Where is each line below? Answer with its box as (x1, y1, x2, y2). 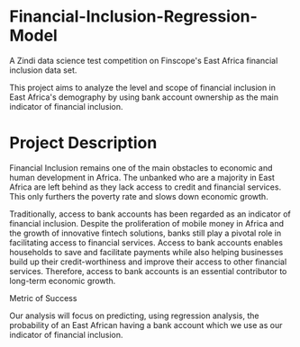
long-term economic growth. (9, 275, 116, 286)
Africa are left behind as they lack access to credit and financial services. (9, 182, 282, 192)
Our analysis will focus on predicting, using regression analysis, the (9, 310, 259, 321)
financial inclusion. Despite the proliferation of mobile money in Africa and (9, 218, 284, 228)
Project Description (9, 133, 158, 154)
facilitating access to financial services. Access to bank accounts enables (9, 236, 284, 248)
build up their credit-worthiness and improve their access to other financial (9, 256, 287, 267)
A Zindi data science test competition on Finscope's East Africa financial (9, 55, 278, 66)
